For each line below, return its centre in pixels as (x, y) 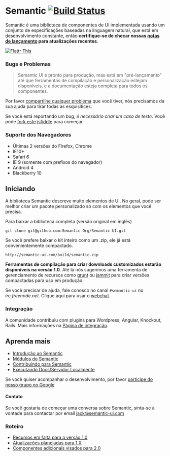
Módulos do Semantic (36, 359)
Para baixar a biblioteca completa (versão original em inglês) (69, 222)
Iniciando (20, 188)
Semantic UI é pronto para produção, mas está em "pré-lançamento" (90, 75)
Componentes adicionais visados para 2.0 (57, 448)
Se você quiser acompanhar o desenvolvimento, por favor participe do (79, 379)
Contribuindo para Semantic (42, 364)
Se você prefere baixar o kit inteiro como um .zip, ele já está (68, 240)
